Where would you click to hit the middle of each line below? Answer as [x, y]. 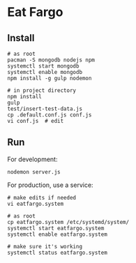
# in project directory [42, 91]
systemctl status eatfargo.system [58, 253]
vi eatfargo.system [36, 204]
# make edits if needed [42, 197]
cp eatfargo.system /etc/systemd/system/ [68, 222]
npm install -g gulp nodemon [50, 78]
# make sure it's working [45, 246]
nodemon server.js [34, 172]
